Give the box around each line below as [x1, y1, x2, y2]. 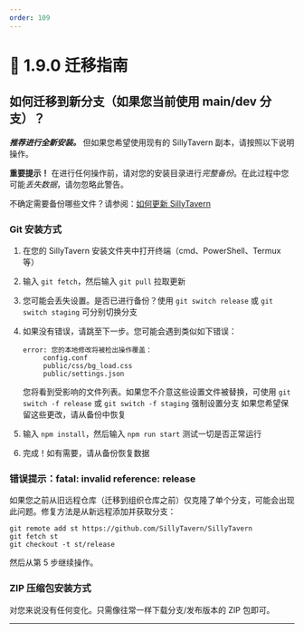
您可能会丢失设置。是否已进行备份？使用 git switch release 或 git [22, 295, 273, 306]
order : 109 [9, 13, 51, 23]
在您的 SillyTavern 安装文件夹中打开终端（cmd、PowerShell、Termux [22, 245, 281, 256]
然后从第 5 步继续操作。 [9, 557, 99, 568]
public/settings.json [43, 369, 125, 378]
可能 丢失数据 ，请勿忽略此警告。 [9, 179, 128, 190]
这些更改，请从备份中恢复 [30, 409, 127, 420]
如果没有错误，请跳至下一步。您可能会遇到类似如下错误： [22, 326, 237, 336]
